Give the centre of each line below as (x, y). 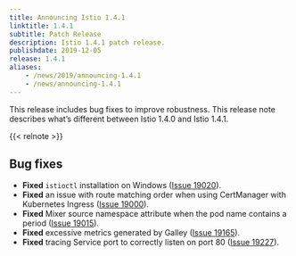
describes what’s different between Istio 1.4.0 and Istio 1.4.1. (119, 119)
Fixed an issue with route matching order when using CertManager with (154, 195)
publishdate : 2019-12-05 (55, 51)
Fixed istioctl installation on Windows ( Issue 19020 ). (122, 186)
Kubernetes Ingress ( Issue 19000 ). (86, 204)
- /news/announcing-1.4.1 (74, 84)
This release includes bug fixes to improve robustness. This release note (143, 109)
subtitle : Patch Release (55, 34)
